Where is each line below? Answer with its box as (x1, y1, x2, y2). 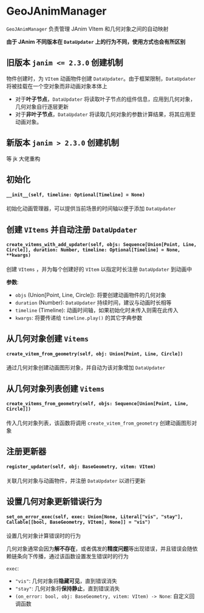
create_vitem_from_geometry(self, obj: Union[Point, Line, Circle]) (6, 351, 183, 357)
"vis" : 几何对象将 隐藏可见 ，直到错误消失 (15, 577, 117, 584)
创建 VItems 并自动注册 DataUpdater (6, 224, 138, 235)
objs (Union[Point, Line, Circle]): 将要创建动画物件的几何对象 (15, 291, 166, 298)
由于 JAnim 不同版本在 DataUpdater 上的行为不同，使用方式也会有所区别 (6, 38, 186, 45)
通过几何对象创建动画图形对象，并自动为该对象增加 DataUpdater (6, 364, 166, 371)
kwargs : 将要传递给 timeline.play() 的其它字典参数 (15, 314, 143, 321)
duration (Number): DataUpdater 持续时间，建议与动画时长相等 (15, 299, 172, 306)
